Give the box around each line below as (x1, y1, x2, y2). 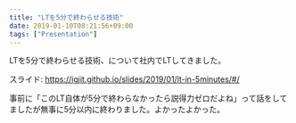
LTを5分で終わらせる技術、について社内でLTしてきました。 (9, 55, 226, 66)
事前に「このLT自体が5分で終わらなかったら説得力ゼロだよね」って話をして (9, 93, 288, 103)
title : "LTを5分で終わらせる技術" (9, 12, 124, 22)
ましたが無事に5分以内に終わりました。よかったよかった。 (9, 104, 226, 115)
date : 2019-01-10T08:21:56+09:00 (9, 21, 134, 30)
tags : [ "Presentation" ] (9, 29, 98, 38)
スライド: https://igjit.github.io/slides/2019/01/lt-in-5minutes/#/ (9, 74, 241, 85)
